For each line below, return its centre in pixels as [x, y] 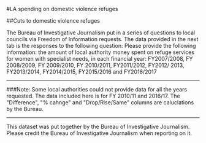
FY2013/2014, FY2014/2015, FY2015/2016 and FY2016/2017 [82, 72]
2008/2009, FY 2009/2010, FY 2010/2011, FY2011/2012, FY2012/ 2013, [95, 65]
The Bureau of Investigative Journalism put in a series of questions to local [101, 33]
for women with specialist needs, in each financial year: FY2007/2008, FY [100, 59]
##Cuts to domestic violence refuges [53, 21]
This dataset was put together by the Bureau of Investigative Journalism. [98, 126]
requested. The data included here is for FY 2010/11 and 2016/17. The [93, 96]
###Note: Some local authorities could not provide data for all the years [97, 89]
